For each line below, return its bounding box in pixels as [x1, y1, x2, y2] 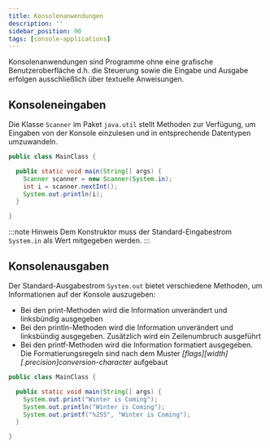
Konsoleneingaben [8, 98, 107, 112]
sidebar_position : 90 [8, 27, 82, 35]
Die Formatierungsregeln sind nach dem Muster [20, 349, 181, 358]
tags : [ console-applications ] [8, 34, 111, 43]
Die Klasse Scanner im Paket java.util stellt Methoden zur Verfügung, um [8, 120, 256, 130]
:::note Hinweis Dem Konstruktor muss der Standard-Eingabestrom [8, 227, 233, 237]
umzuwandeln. [8, 137, 59, 147]
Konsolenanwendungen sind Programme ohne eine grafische [8, 57, 214, 67]
